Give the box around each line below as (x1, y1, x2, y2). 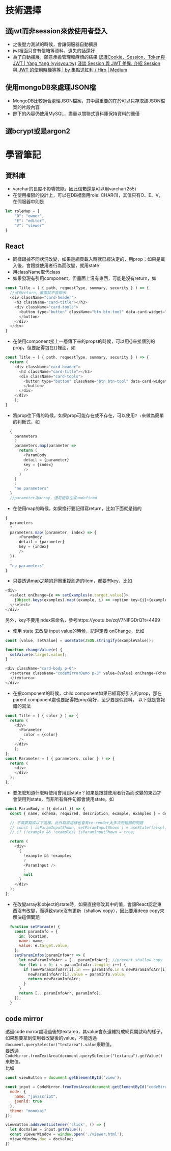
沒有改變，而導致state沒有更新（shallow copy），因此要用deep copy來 (17, 907, 164, 914)
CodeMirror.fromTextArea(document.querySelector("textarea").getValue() (5, 1053, 163, 1059)
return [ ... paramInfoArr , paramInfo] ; (18, 991, 101, 996)
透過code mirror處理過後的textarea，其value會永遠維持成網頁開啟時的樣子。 (5, 1029, 165, 1035)
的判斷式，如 (12, 418, 40, 425)
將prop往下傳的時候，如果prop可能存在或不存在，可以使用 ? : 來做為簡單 (12, 412, 164, 418)
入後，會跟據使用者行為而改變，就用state (12, 262, 99, 269)
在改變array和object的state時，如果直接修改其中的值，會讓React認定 (12, 901, 158, 907)
